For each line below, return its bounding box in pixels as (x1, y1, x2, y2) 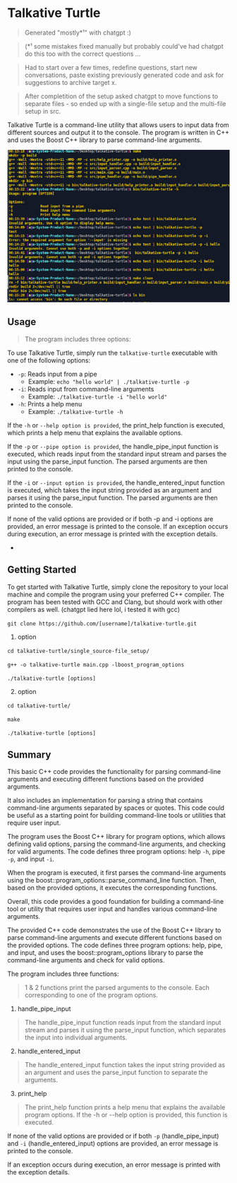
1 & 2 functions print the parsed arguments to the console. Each (24, 984, 210, 992)
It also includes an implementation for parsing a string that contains (7, 796, 203, 805)
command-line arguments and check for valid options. (7, 956, 165, 965)
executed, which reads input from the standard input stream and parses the (7, 449, 227, 458)
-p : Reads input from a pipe (17, 370, 97, 378)
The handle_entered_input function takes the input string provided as (24, 1061, 226, 1069)
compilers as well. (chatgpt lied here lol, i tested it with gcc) (7, 605, 180, 613)
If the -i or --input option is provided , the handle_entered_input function (7, 478, 225, 487)
